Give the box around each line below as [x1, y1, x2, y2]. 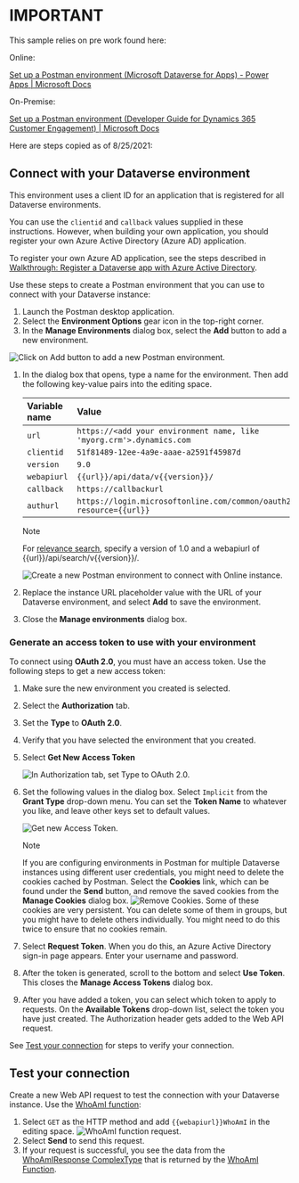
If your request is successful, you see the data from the [21, 1145, 225, 1155]
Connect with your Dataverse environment [9, 166, 251, 181]
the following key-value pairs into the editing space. [21, 378, 212, 389]
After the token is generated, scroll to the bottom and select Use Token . [21, 968, 286, 979]
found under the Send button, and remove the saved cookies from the [21, 886, 279, 897]
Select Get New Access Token [21, 752, 135, 763]
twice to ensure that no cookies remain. [21, 924, 167, 934]
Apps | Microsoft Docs [9, 78, 92, 89]
